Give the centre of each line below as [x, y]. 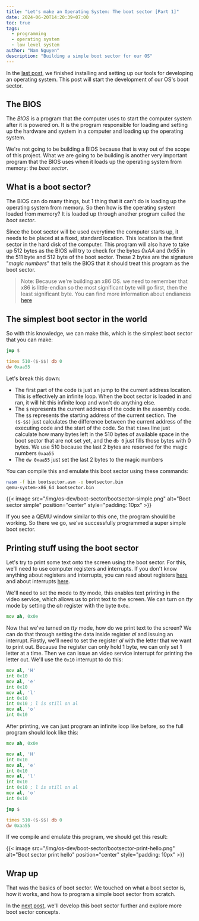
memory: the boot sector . [37, 168]
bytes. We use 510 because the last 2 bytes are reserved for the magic [101, 447]
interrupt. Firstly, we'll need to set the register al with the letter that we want [99, 640]
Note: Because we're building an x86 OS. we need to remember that [104, 281]
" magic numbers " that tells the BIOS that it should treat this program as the [98, 263]
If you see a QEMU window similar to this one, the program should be [91, 516]
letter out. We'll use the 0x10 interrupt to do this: [65, 659]
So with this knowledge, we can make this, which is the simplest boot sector [99, 334]
